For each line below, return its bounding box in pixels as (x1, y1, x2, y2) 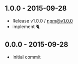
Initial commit (12, 54, 41, 60)
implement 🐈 (12, 23, 40, 30)
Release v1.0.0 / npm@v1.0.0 (12, 17, 73, 24)
